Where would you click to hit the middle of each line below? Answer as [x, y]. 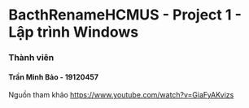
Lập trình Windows [74, 32]
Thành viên [31, 58]
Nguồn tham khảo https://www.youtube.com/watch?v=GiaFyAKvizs [121, 95]
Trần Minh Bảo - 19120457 [54, 77]
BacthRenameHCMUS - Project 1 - [125, 15]
